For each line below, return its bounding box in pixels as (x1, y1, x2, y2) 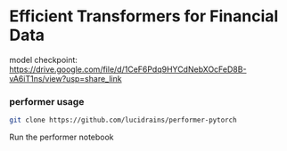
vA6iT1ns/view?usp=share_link (9, 73, 122, 83)
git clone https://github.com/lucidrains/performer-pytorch (9, 115, 238, 125)
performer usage (9, 95, 85, 107)
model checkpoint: (9, 54, 78, 65)
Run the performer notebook (9, 131, 114, 143)
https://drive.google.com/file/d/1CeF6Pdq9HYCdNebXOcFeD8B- (9, 64, 247, 75)
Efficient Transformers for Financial (9, 6, 279, 27)
